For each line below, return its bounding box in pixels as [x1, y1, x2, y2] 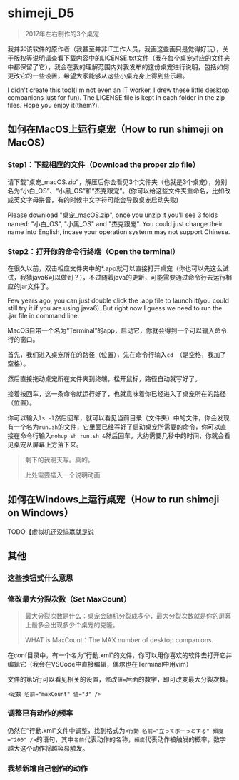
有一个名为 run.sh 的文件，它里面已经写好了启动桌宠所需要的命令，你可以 [7, 422, 220, 431]
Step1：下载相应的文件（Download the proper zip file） [7, 160, 200, 170]
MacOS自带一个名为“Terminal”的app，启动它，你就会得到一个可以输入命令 [7, 326, 228, 335]
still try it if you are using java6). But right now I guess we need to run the [7, 303, 223, 312]
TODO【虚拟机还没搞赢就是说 [7, 527, 95, 536]
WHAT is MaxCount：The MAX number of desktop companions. [24, 636, 214, 644]
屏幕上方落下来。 [31, 440, 83, 449]
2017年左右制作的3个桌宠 [24, 29, 100, 38]
